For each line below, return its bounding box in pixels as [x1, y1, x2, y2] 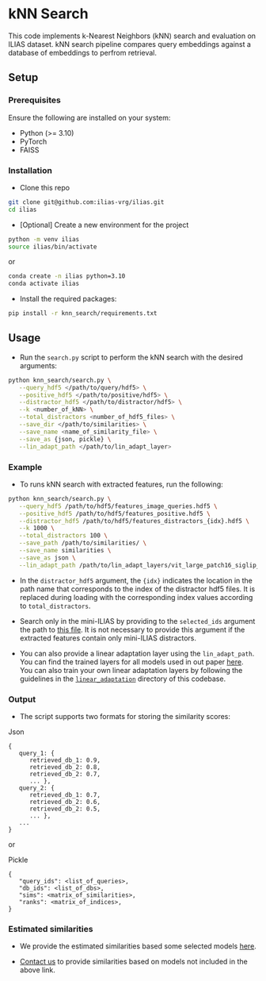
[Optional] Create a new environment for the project [19, 220, 189, 229]
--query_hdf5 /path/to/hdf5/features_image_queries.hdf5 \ [18, 502, 218, 510]
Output [8, 694, 36, 705]
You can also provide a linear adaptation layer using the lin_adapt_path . [19, 648, 255, 658]
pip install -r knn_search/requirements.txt [8, 310, 158, 317]
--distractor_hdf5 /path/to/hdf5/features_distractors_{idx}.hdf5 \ [18, 517, 249, 525]
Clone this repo [19, 183, 70, 192]
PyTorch [19, 137, 47, 146]
